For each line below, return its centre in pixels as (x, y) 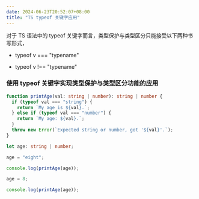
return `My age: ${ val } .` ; (51, 119)
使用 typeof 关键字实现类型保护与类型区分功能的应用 (82, 83)
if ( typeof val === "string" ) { (52, 102)
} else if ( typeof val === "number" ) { (62, 113)
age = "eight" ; (25, 157)
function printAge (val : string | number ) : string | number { (84, 96)
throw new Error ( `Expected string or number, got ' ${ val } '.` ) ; (92, 130)
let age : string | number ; (40, 146)
